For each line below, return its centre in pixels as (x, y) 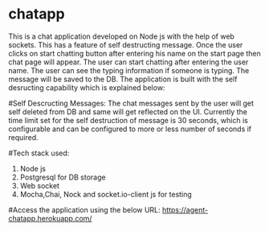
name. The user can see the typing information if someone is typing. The (129, 70)
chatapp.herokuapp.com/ (50, 218)
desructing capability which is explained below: (87, 87)
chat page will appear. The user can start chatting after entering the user (128, 62)
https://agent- (185, 209)
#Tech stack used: (39, 153)
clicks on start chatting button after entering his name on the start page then (134, 53)
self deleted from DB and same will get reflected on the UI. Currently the (128, 111)
